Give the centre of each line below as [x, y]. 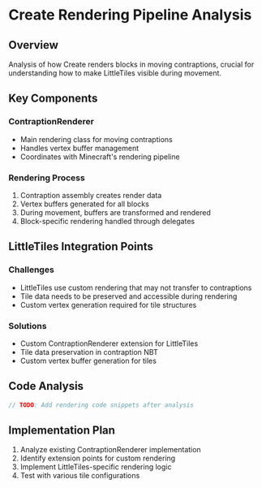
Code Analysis [46, 386]
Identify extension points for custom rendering [98, 458]
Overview [34, 45]
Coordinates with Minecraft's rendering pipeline [100, 157]
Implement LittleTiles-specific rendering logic [96, 467]
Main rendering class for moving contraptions [96, 139]
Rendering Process [47, 178]
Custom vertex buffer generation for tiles [88, 361]
